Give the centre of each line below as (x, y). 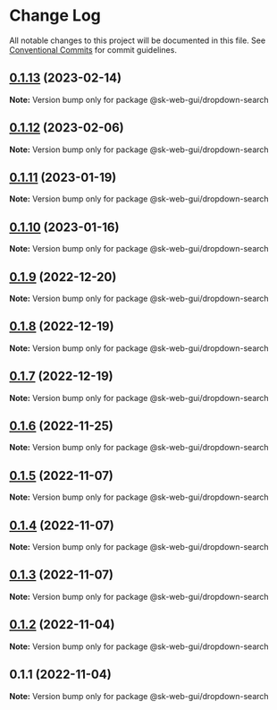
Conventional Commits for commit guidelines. (93, 49)
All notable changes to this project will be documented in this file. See (138, 40)
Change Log (55, 16)
